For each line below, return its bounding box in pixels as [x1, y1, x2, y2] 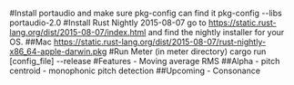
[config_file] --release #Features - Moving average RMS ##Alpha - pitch [9, 56, 280, 66]
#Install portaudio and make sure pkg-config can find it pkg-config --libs [9, 8, 282, 18]
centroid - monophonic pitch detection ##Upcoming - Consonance [9, 65, 261, 76]
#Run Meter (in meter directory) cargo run [108, 46, 267, 57]
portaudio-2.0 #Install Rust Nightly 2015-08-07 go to [9, 17, 207, 28]
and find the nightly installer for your [147, 27, 285, 37]
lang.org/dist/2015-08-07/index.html [9, 27, 147, 37]
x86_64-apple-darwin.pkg [9, 46, 107, 57]
